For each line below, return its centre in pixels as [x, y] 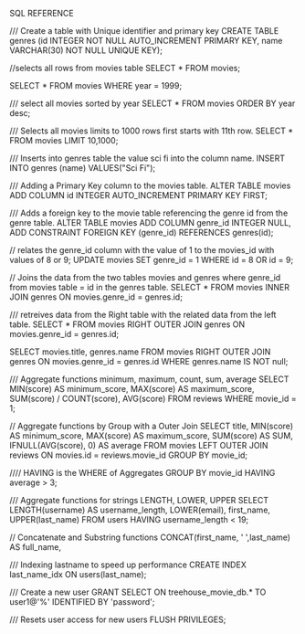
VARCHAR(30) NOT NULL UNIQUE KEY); [86, 50]
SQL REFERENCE [42, 13]
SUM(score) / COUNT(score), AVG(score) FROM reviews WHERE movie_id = [153, 398]
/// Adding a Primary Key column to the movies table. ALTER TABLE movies [150, 185]
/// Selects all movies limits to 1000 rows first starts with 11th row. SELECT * [152, 131]
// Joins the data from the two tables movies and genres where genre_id [145, 277]
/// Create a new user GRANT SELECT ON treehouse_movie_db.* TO [138, 592]
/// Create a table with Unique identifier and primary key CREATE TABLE [144, 31]
